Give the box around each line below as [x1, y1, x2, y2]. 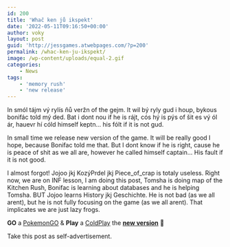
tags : [7, 74, 23, 81]
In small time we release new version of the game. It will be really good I [7, 133, 211, 142]
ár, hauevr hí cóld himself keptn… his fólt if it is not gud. [7, 120, 164, 129]
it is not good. [7, 155, 46, 164]
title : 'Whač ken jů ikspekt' [7, 17, 94, 23]
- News [19, 67, 38, 74]
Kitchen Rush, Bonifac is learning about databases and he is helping [7, 184, 200, 192]
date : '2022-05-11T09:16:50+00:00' [7, 23, 109, 30]
